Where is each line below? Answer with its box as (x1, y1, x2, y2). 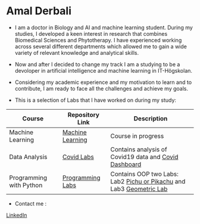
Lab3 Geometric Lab (110, 185, 168, 193)
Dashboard (110, 160, 142, 168)
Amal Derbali (6, 4, 72, 18)
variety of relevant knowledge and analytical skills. (14, 49, 139, 56)
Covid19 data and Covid (110, 153, 179, 161)
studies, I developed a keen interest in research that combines (14, 30, 168, 37)
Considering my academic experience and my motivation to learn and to (14, 79, 192, 86)
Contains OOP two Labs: (110, 170, 179, 178)
